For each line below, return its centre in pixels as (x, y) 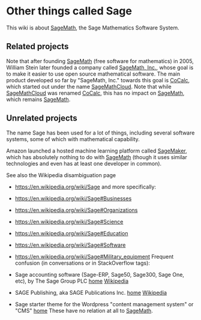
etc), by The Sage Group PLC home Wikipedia (72, 281)
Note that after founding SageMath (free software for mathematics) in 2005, (100, 61)
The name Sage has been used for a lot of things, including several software (100, 133)
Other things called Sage (69, 11)
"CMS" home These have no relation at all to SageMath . (84, 310)
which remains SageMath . (38, 99)
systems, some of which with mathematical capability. (73, 139)
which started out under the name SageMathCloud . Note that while (89, 86)
